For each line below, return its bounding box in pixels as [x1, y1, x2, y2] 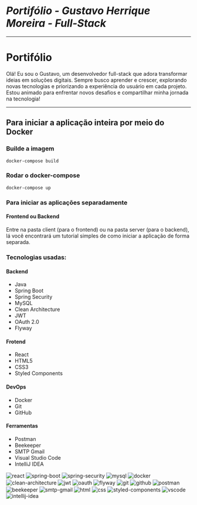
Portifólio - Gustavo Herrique [6, 4, 151, 18]
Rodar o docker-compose [6, 172, 80, 180]
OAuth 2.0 [14, 319, 39, 326]
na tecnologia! [6, 95, 40, 102]
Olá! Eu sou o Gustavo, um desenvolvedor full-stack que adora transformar [6, 70, 188, 77]
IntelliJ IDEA [14, 460, 44, 467]
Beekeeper [14, 442, 41, 449]
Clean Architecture [14, 306, 60, 313]
